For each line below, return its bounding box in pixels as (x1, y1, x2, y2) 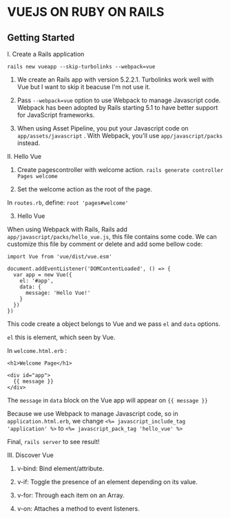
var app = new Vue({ (13, 271, 72, 278)
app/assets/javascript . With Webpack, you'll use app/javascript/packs (17, 132, 223, 140)
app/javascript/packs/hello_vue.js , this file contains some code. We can (7, 233, 217, 240)
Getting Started (7, 32, 75, 44)
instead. (17, 139, 41, 147)
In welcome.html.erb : (7, 347, 67, 354)
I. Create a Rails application (7, 50, 85, 58)
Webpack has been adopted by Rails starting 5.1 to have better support (17, 104, 218, 111)
